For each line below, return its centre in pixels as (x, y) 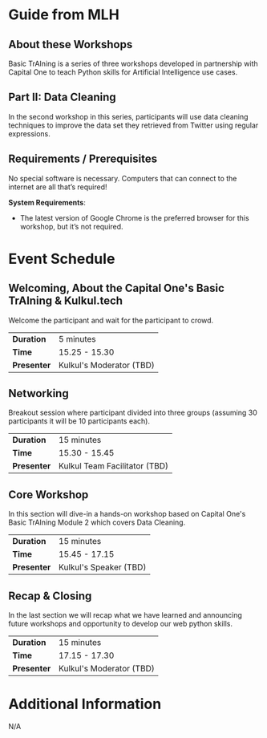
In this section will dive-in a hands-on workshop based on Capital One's (127, 514)
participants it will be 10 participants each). (79, 421)
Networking (39, 393)
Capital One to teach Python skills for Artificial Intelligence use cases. (123, 72)
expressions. (29, 133)
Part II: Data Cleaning (62, 97)
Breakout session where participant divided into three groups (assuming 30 (133, 413)
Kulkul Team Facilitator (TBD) (113, 466)
